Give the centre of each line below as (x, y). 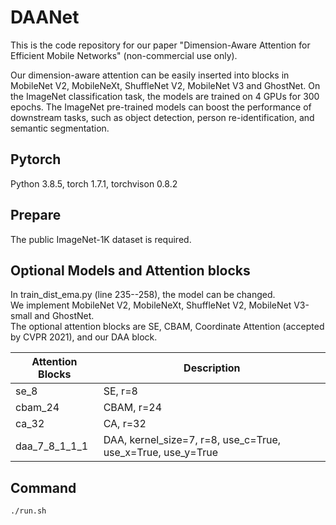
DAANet (45, 17)
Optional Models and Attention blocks (130, 270)
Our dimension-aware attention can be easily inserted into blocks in (150, 75)
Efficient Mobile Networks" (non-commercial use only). (124, 55)
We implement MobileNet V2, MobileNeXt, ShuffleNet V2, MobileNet (151, 305)
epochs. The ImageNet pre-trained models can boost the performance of (161, 107)
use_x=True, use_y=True (160, 453)
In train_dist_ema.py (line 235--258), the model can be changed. (143, 295)
